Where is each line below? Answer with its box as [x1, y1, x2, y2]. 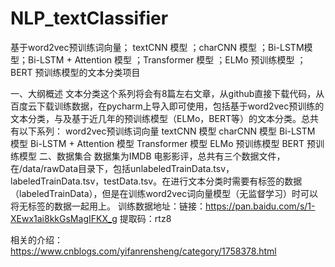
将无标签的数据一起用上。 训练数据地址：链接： [10, 200, 206, 212]
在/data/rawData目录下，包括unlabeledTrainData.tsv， [10, 162, 235, 174]
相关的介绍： [10, 233, 63, 246]
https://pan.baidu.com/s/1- [204, 200, 316, 212]
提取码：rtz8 [119, 212, 172, 224]
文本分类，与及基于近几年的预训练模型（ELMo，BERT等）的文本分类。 [10, 112, 302, 124]
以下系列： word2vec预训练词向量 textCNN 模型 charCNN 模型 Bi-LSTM [18, 125, 316, 137]
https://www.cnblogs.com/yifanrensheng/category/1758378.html [10, 245, 277, 257]
